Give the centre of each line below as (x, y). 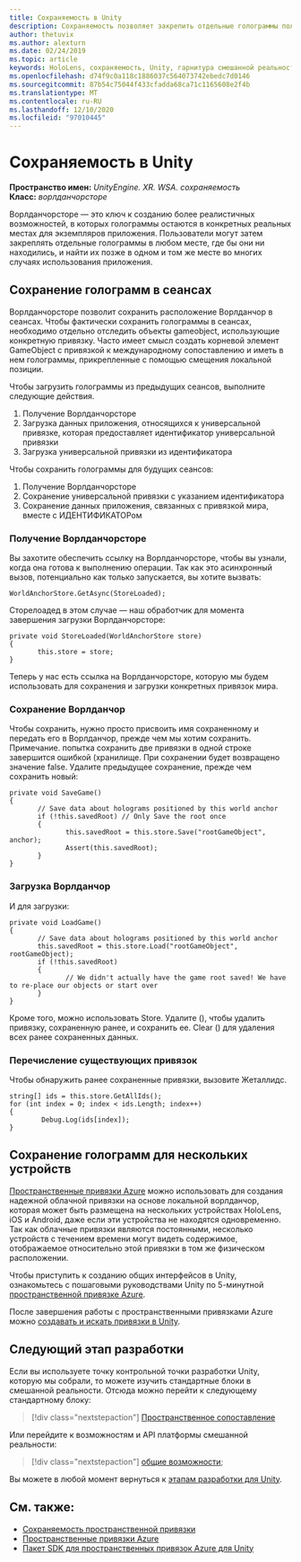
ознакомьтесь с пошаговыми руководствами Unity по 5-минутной (137, 1284)
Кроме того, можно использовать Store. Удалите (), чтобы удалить (138, 1017)
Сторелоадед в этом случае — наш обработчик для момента (127, 610)
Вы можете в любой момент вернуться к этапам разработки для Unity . (146, 1478)
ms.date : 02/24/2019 (48, 51)
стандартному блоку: (50, 1399)
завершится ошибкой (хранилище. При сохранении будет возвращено (145, 758)
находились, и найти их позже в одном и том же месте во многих (136, 253)
